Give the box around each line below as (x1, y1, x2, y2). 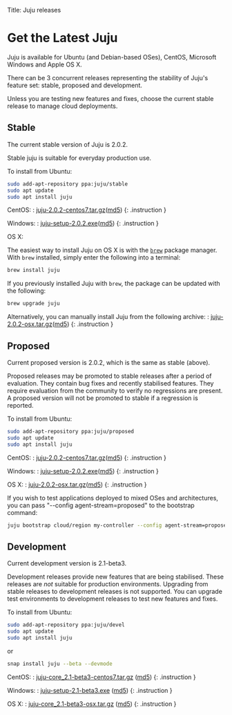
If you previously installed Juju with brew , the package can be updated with (7, 280, 221, 288)
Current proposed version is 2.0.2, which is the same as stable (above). (7, 358, 211, 366)
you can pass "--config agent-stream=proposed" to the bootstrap (7, 501, 195, 509)
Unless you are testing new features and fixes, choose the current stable (7, 94, 214, 102)
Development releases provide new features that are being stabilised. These (7, 572, 224, 581)
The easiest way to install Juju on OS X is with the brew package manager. (7, 246, 217, 255)
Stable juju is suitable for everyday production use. (7, 154, 152, 162)
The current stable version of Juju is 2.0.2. (7, 140, 128, 148)
